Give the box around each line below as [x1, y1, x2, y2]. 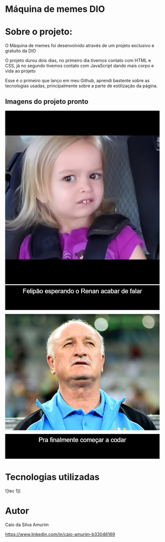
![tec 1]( [5, 487, 21, 494]
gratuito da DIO [5, 48, 36, 54]
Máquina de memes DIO [5, 3, 105, 15]
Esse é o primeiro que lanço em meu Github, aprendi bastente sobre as [5, 78, 150, 84]
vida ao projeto [5, 68, 36, 74]
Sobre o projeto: [5, 26, 73, 38]
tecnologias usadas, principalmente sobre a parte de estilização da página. [5, 83, 158, 89]
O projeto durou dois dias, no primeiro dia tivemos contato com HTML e [5, 58, 151, 63]
